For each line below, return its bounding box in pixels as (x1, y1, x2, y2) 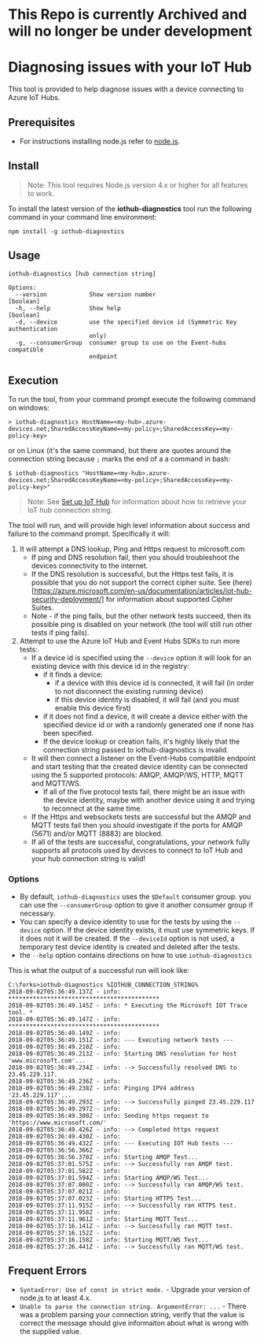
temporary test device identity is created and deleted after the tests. (19, 941, 240, 951)
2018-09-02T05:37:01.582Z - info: (8, 1167, 122, 1175)
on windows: (8, 403, 49, 413)
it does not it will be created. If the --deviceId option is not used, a (19, 934, 235, 943)
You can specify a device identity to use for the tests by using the (19, 916, 232, 926)
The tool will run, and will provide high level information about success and (8, 521, 250, 530)
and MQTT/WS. (31, 778, 82, 789)
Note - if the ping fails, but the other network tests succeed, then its (31, 611, 251, 621)
